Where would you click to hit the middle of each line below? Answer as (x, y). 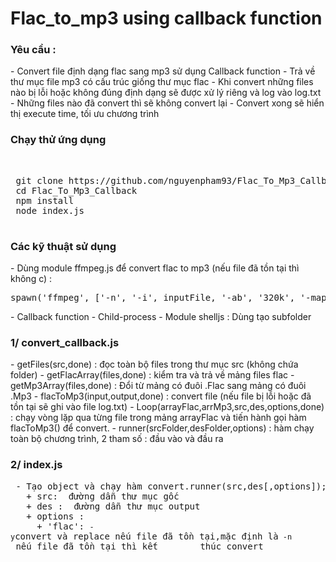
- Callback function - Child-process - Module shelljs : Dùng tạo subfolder (161, 317)
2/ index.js (36, 465)
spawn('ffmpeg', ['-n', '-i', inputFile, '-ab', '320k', (153, 298)
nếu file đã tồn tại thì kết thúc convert (139, 546)
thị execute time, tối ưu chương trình (85, 114)
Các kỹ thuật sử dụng (63, 246)
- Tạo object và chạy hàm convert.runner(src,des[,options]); (171, 486)
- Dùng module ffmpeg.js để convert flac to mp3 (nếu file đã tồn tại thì (155, 268)
